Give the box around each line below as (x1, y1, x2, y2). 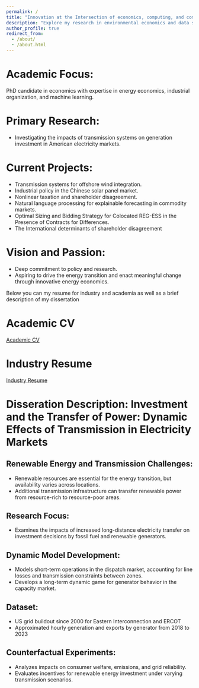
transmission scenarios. (14, 676, 73, 683)
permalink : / (6, 8, 38, 15)
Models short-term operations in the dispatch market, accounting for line (14, 566, 193, 573)
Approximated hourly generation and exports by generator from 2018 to (14, 624, 190, 631)
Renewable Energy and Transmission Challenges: (6, 459, 193, 469)
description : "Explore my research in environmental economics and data (6, 20, 190, 26)
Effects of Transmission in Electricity (6, 422, 191, 436)
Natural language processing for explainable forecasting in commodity (14, 200, 187, 207)
